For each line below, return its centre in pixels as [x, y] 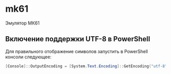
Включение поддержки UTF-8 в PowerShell [78, 39]
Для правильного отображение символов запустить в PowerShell [77, 51]
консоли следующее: [28, 57]
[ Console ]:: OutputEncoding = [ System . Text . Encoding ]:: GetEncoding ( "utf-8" [86, 66]
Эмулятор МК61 [22, 23]
